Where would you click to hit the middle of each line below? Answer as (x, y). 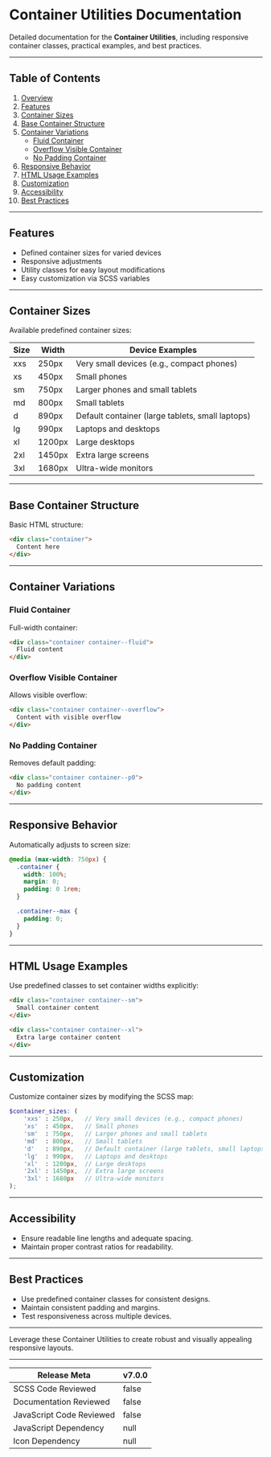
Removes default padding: (53, 763)
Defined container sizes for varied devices (91, 252)
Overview (37, 97)
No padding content (49, 786)
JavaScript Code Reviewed (64, 1414)
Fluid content (40, 650)
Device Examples (163, 350)
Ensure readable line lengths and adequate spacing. (107, 1238)
